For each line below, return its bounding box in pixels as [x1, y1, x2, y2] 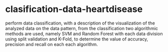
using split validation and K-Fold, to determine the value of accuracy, [5, 36, 148, 42]
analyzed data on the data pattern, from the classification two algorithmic [5, 25, 158, 31]
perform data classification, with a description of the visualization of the [5, 20, 155, 26]
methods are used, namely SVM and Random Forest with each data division [5, 30, 163, 36]
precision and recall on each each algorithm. [5, 41, 98, 47]
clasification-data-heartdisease [5, 3, 143, 15]
